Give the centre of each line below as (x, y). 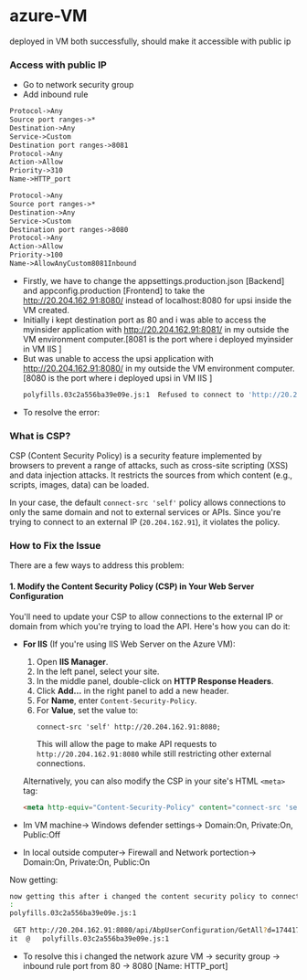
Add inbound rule (55, 95)
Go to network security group (78, 85)
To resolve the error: (61, 412)
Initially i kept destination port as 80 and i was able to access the (144, 320)
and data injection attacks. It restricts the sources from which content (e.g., (151, 475)
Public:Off (42, 834)
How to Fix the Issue (55, 546)
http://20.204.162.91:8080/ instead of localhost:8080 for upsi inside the (157, 300)
